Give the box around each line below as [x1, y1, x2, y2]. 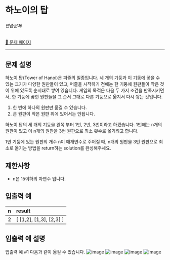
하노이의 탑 [5, 5, 49, 16]
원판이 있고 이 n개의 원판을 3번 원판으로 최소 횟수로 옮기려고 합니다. [5, 128, 139, 134]
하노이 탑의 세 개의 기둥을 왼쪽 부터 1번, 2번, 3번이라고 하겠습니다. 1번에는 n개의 [5, 122, 162, 128]
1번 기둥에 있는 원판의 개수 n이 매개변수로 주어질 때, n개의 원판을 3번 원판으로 [5, 139, 158, 145]
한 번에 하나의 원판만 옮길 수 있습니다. [12, 104, 87, 110]
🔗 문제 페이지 [5, 39, 31, 46]
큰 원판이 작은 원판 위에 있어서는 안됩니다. [12, 111, 95, 117]
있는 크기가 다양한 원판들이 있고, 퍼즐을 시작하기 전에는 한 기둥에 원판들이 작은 [5, 81, 159, 87]
